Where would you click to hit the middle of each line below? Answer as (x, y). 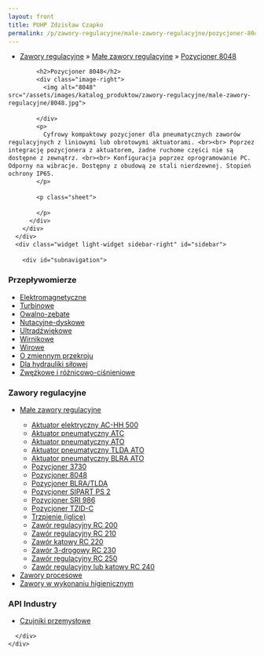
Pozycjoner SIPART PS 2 (71, 492)
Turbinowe (37, 306)
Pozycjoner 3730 (59, 467)
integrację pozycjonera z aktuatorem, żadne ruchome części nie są (121, 150)
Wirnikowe (37, 338)
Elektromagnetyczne (53, 297)
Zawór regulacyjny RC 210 (73, 533)
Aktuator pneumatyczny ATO (78, 441)
